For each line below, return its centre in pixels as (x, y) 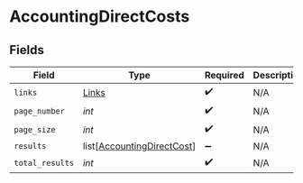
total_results (44, 163)
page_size (35, 129)
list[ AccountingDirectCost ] (139, 146)
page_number (40, 111)
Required (225, 75)
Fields (27, 50)
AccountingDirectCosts (100, 17)
